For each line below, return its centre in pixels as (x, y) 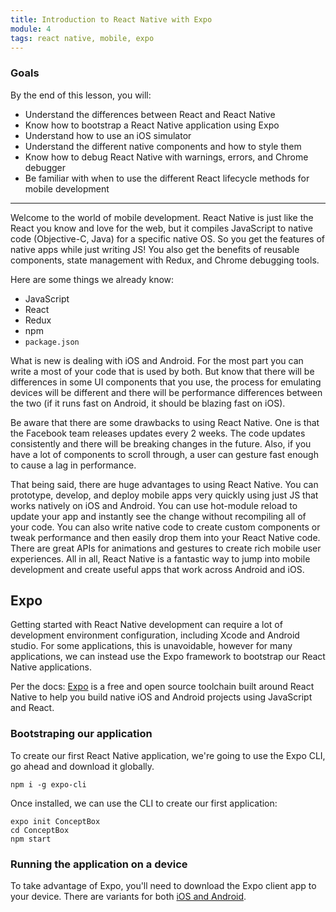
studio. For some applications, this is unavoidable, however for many (151, 646)
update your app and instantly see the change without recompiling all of (158, 516)
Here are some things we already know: (92, 279)
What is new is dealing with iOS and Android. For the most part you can (157, 360)
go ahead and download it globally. (82, 766)
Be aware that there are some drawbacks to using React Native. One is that (165, 422)
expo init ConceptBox (55, 821)
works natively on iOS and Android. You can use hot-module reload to (154, 505)
